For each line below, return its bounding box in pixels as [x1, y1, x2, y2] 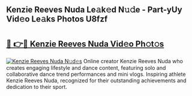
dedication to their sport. [6, 83, 68, 90]
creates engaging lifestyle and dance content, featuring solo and [6, 64, 166, 71]
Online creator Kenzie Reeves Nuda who [83, 58, 183, 64]
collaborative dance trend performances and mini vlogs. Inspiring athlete [6, 71, 186, 78]
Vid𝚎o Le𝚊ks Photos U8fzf [6, 14, 108, 24]
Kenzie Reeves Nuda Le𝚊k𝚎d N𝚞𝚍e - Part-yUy [6, 5, 182, 15]
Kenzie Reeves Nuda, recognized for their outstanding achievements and [6, 77, 187, 84]
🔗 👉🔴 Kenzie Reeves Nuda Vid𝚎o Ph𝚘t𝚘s [6, 39, 164, 49]
